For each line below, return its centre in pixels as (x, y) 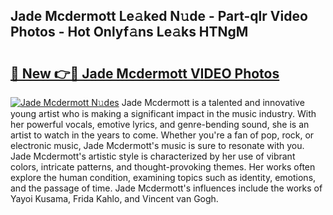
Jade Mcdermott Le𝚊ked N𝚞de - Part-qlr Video (159, 16)
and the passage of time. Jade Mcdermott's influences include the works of (166, 188)
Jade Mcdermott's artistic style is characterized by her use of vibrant (153, 156)
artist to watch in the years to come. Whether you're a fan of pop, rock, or (162, 135)
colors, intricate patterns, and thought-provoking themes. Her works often (163, 167)
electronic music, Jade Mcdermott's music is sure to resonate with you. (157, 145)
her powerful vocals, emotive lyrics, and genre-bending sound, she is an (160, 124)
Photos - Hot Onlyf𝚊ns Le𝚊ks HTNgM (129, 32)
